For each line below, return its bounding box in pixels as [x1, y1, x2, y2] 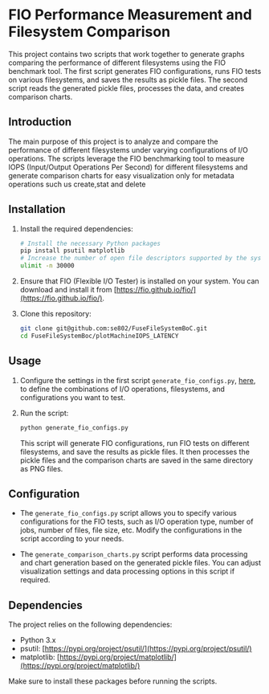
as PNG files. [19, 463, 63, 473]
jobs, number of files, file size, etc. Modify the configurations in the [19, 525, 243, 535]
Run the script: [19, 408, 69, 418]
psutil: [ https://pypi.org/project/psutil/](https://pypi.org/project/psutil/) [19, 644, 252, 654]
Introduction [8, 115, 72, 129]
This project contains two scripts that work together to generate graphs [8, 49, 245, 59]
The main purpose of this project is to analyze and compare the [8, 137, 218, 146]
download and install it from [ [19, 285, 117, 295]
